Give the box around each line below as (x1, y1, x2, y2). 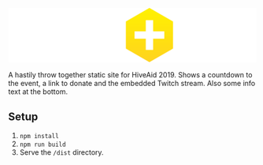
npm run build (19, 141, 66, 149)
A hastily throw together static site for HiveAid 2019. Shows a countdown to (8, 70, 253, 80)
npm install (19, 133, 59, 141)
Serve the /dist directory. (19, 148, 104, 157)
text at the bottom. (8, 87, 69, 96)
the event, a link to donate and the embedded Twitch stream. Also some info (8, 79, 256, 88)
